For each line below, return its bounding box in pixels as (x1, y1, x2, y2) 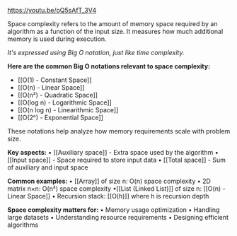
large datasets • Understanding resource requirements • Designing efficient (7, 213, 229, 221)
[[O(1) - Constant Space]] (17, 76, 92, 84)
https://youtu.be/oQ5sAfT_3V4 (7, 6, 97, 14)
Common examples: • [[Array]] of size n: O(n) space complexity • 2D (7, 177, 211, 185)
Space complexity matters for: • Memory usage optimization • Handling (7, 206, 220, 214)
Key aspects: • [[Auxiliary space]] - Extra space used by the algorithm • (7, 148, 219, 156)
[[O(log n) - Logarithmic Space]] (17, 98, 112, 107)
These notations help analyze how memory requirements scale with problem (7, 127, 231, 135)
